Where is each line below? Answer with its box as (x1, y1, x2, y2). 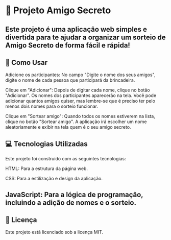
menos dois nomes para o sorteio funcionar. (5, 103, 99, 109)
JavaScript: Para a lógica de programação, (5, 190, 143, 199)
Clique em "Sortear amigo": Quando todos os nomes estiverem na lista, (5, 113, 156, 119)
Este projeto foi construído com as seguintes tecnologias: (5, 156, 126, 162)
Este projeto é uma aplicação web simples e (5, 25, 147, 34)
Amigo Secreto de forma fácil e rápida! (5, 41, 130, 50)
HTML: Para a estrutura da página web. (5, 165, 88, 172)
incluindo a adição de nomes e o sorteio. (5, 198, 137, 207)
